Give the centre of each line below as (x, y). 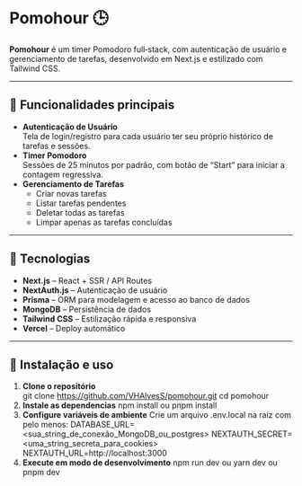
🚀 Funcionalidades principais (92, 105)
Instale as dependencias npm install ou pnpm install (120, 405)
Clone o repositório (59, 386)
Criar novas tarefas (71, 193)
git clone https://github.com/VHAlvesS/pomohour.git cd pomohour (146, 396)
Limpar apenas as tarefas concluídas (104, 222)
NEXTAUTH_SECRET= (252, 434)
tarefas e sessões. (57, 146)
